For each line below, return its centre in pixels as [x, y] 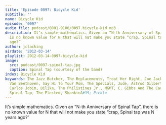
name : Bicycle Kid [24, 19]
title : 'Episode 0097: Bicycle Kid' [43, 10]
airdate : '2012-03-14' [28, 51]
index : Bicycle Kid [25, 74]
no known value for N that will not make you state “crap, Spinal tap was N [80, 112]
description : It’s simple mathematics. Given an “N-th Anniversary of [79, 33]
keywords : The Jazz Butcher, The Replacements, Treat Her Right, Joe [78, 79]
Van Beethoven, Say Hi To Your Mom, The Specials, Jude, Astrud [77, 83]
